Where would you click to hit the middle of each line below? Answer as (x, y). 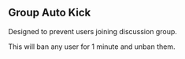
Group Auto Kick (50, 13)
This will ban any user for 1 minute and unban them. (92, 47)
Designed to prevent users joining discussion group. (92, 31)
